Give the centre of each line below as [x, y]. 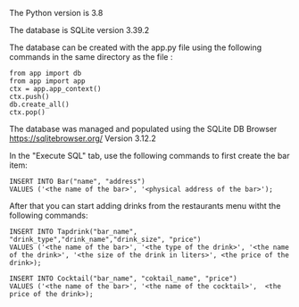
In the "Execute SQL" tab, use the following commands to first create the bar [149, 156]
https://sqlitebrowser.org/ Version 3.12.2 [83, 138]
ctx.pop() [28, 112]
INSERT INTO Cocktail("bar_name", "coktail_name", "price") [124, 278]
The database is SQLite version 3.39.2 [79, 30]
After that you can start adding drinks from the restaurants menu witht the [145, 206]
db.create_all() [39, 104]
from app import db [46, 73]
